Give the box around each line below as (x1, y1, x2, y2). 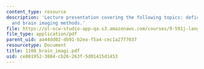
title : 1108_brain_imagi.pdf (6, 48, 80, 54)
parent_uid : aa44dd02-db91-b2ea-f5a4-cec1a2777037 (6, 37, 137, 43)
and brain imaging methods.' (12, 20, 86, 26)
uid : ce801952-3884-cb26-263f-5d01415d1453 (6, 53, 118, 59)
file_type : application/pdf (6, 31, 78, 37)
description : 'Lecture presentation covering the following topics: (6, 14, 183, 20)
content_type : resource (6, 8, 67, 15)
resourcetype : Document (6, 43, 67, 49)
